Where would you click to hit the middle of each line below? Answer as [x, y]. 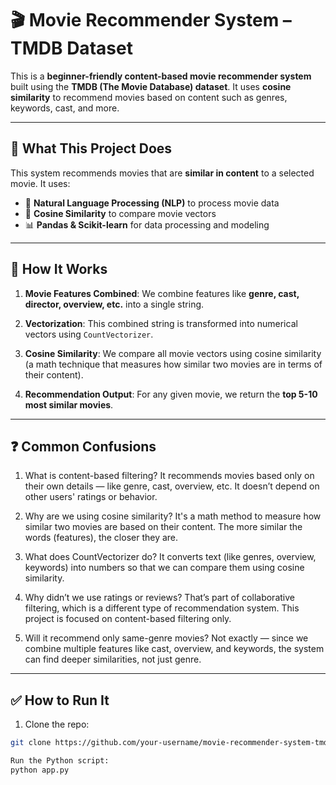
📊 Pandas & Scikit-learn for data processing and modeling [147, 224]
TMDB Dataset [71, 48]
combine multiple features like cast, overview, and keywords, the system [174, 649]
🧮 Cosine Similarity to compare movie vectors [120, 213]
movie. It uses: [40, 183]
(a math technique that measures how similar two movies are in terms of [173, 364]
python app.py [40, 770]
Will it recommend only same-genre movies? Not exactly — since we [166, 638]
